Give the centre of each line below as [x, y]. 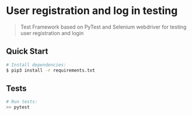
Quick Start [27, 52]
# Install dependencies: [36, 65]
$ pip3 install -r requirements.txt [50, 70]
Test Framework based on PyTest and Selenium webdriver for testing [103, 27]
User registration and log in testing [92, 11]
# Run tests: [22, 102]
